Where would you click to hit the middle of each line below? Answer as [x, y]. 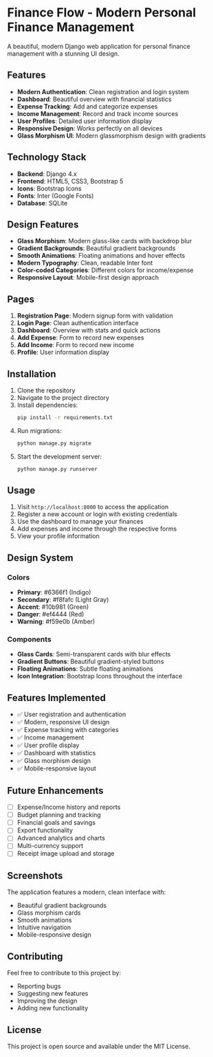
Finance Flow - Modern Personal [102, 13]
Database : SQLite [42, 203]
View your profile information [58, 536]
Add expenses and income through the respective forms [97, 529]
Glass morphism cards [49, 913]
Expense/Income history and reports [69, 807]
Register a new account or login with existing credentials [97, 514]
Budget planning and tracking [59, 815]
